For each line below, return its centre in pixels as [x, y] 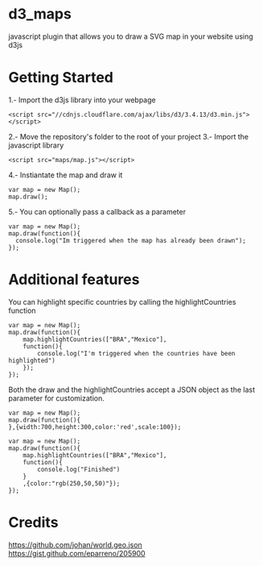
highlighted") [32, 360]
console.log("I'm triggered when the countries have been [136, 353]
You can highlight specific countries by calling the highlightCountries [122, 302]
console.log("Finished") [79, 469]
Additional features [74, 280]
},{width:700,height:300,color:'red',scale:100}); [95, 427]
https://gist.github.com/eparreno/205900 [77, 553]
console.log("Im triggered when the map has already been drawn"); [131, 240]
